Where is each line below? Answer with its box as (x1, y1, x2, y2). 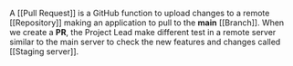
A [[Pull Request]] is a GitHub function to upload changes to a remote (9, 8, 270, 18)
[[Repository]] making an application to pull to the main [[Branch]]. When (9, 17, 285, 28)
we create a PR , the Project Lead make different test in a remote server (9, 27, 277, 37)
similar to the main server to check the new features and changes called (9, 36, 281, 47)
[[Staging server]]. (9, 46, 79, 57)
